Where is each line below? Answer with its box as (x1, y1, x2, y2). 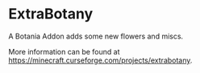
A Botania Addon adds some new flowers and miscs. (8, 31, 184, 41)
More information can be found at (8, 47, 120, 56)
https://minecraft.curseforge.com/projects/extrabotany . (8, 55, 193, 65)
